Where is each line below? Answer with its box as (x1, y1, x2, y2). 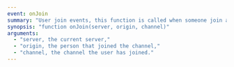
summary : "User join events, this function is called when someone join (7, 17, 223, 24)
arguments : (7, 29, 39, 37)
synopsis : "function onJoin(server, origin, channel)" (7, 23, 170, 30)
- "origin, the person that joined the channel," (13, 43, 160, 50)
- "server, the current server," (13, 36, 111, 43)
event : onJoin (7, 10, 49, 17)
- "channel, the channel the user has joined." (13, 50, 155, 57)
